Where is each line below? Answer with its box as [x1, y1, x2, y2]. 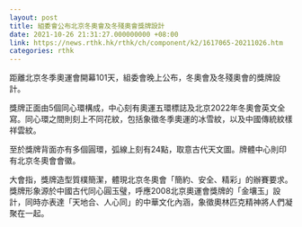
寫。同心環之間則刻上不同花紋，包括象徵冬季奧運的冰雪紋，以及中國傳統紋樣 [9, 114, 293, 125]
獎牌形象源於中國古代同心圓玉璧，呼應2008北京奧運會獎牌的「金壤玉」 [9, 186, 273, 196]
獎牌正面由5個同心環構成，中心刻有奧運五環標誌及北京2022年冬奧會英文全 [9, 102, 286, 113]
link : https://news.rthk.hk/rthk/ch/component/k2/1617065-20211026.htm [9, 38, 283, 48]
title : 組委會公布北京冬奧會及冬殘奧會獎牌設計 [9, 22, 165, 31]
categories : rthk [9, 47, 75, 56]
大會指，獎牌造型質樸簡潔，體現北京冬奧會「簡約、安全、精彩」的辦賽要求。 [9, 174, 293, 185]
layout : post [9, 13, 58, 22]
